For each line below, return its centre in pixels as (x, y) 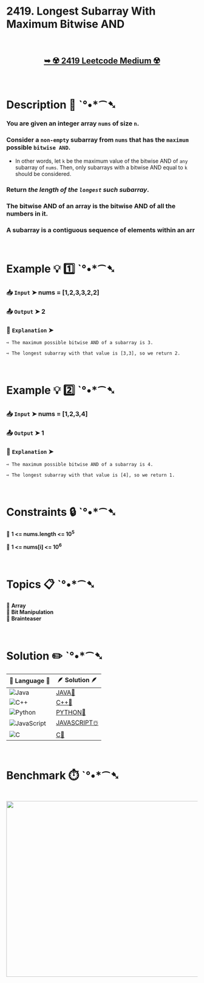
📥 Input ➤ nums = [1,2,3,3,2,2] (53, 292)
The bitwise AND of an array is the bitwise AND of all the (91, 206)
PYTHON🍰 (71, 712)
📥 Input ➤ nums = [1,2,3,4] (47, 414)
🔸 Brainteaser (24, 618)
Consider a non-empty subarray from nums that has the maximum (98, 140)
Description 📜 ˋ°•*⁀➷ (61, 104)
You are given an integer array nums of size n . (73, 124)
